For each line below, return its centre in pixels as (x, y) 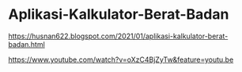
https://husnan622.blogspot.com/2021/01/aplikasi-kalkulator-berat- (118, 36)
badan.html (26, 44)
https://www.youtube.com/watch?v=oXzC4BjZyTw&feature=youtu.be (121, 59)
